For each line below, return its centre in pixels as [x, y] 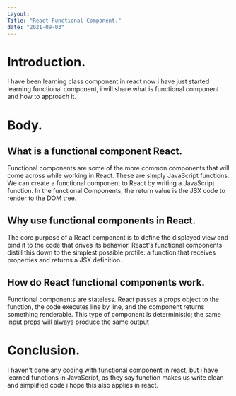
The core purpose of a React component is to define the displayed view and [118, 238]
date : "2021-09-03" [36, 27]
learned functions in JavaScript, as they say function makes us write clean [116, 377]
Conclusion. [44, 350]
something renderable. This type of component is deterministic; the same [114, 314]
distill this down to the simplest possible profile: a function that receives [112, 252]
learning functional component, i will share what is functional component [113, 89]
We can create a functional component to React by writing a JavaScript [111, 183]
